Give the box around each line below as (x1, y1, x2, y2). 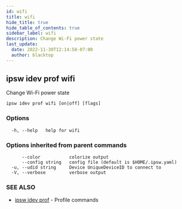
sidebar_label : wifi (6, 30, 57, 36)
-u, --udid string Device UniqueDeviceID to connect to (11, 165, 161, 170)
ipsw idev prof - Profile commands (14, 197, 99, 204)
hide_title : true (6, 19, 49, 25)
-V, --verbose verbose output (11, 170, 107, 176)
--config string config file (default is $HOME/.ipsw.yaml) (21, 159, 177, 166)
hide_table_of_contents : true (6, 25, 80, 31)
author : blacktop (11, 52, 54, 58)
